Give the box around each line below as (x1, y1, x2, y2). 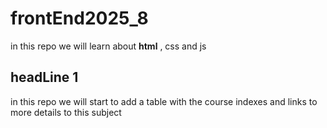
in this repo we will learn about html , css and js (10, 40, 207, 52)
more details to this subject (10, 106, 122, 118)
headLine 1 (10, 69, 79, 86)
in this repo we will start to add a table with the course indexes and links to (10, 95, 318, 107)
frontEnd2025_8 (10, 7, 149, 30)
